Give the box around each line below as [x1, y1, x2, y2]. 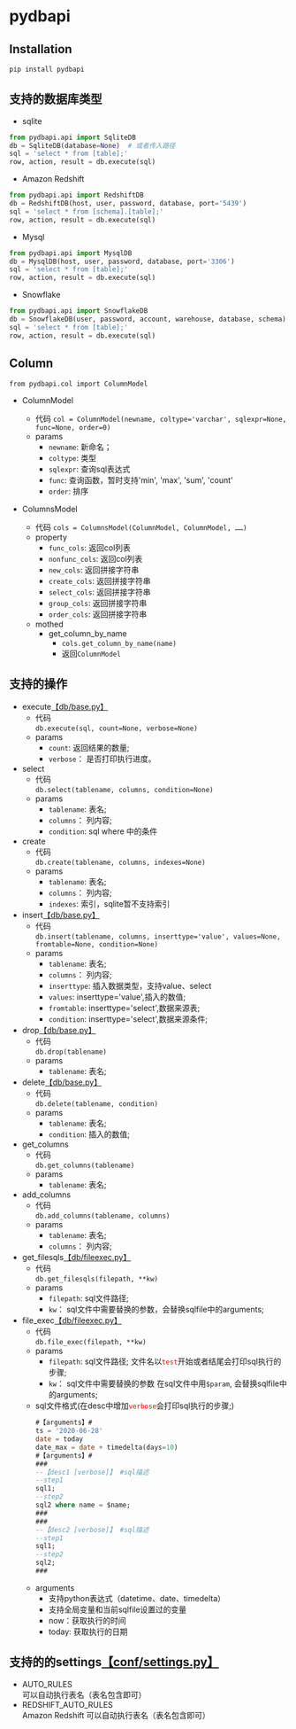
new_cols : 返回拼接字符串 [48, 565, 140, 575]
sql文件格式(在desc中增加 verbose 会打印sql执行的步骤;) [34, 1400, 234, 1411]
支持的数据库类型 [9, 91, 102, 107]
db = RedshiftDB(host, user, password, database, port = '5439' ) [9, 199, 247, 208]
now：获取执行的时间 [48, 1615, 126, 1625]
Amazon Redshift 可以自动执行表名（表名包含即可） [21, 1710, 210, 1720]
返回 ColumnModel [61, 648, 121, 658]
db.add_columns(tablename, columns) [34, 1211, 171, 1220]
